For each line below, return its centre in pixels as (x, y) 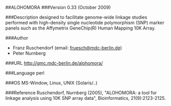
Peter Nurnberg (29, 53)
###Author (17, 38)
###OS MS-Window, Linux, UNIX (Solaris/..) (51, 83)
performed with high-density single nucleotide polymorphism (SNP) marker (85, 23)
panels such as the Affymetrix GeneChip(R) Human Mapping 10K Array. (81, 28)
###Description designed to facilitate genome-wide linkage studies (76, 17)
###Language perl (25, 73)
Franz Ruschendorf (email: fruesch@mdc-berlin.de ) (67, 48)
